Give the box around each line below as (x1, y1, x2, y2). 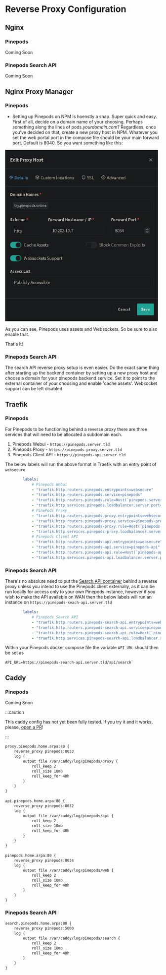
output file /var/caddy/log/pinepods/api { (23, 813, 114, 819)
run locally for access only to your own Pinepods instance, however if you (5, 589, 156, 595)
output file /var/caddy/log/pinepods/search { (23, 936, 121, 941)
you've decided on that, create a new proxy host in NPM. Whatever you (12, 129, 158, 135)
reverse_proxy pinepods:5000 (14, 926, 74, 931)
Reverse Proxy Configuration (5, 3, 126, 15)
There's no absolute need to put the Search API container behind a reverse (5, 578, 158, 584)
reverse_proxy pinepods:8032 (14, 803, 74, 809)
